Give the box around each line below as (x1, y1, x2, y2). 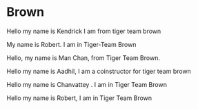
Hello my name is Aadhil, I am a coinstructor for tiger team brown (6, 67, 191, 75)
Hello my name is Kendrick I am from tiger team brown (6, 27, 161, 35)
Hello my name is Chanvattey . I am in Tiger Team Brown (6, 80, 167, 88)
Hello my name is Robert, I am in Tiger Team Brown (6, 94, 152, 102)
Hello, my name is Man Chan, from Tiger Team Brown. (6, 53, 160, 62)
